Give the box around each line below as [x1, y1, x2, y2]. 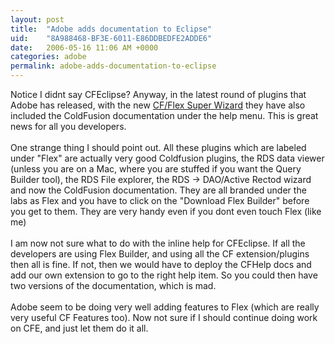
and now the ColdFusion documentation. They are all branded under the [10, 184, 307, 196]
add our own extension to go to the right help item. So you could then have [10, 269, 318, 281]
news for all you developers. [10, 121, 127, 132]
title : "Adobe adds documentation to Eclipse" [10, 24, 213, 34]
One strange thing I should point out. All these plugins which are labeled [10, 142, 307, 153]
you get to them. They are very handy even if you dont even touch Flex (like [10, 206, 322, 217]
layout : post [10, 14, 65, 25]
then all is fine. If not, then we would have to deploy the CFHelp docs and [10, 259, 312, 270]
